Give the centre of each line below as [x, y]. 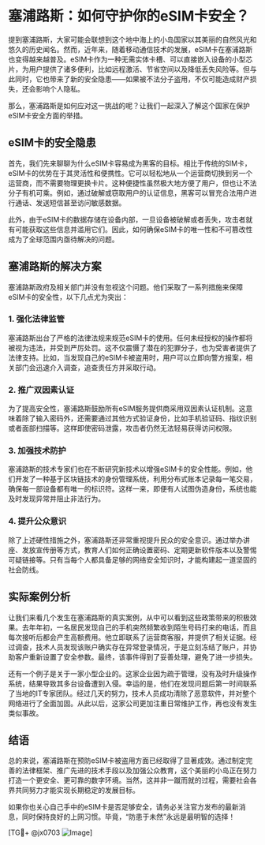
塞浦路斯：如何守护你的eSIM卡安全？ [129, 16]
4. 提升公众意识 [37, 522]
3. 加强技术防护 [37, 451]
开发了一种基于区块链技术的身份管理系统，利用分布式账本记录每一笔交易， [136, 479]
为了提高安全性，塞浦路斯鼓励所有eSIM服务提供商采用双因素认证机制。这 [127, 409]
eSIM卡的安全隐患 [52, 143]
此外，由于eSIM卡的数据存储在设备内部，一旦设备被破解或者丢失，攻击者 [127, 219]
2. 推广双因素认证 [41, 390]
